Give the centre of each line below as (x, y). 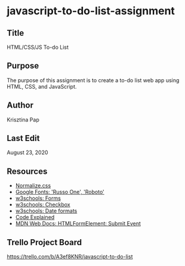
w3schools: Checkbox (43, 205)
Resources (27, 171)
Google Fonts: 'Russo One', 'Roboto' (60, 192)
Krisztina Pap (23, 120)
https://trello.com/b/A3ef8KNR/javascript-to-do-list (70, 256)
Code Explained (35, 217)
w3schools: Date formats (46, 211)
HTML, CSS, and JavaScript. (42, 86)
